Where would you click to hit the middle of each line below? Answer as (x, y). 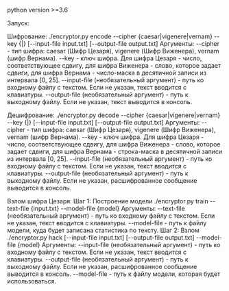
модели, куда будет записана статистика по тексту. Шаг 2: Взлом (104, 230)
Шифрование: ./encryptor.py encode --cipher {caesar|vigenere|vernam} (110, 36)
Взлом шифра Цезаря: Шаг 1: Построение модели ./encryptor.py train (108, 201)
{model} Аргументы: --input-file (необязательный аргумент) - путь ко (119, 245)
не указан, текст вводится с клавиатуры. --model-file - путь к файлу (107, 223)
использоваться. (32, 281)
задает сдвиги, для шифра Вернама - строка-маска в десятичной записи (115, 151)
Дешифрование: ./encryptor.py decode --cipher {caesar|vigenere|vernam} (114, 115)
